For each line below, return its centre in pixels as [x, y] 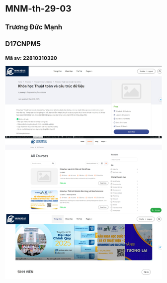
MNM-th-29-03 [38, 9]
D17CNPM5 [23, 44]
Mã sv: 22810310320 [31, 58]
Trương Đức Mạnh [34, 27]
